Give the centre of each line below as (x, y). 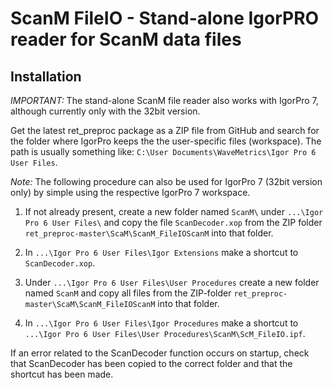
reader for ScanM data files (126, 39)
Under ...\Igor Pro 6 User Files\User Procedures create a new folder (172, 282)
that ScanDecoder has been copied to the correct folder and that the (151, 363)
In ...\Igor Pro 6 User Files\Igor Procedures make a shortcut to (161, 323)
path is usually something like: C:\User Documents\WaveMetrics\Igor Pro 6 (163, 151)
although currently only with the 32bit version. (105, 111)
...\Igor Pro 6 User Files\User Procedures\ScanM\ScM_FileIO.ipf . (165, 333)
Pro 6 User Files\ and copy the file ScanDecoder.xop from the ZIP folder (173, 222)
